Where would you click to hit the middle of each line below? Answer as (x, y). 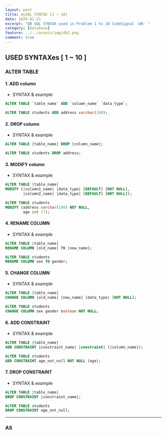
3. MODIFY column (25, 164)
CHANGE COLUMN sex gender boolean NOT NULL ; (52, 311)
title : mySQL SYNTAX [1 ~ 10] (37, 14)
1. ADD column (21, 84)
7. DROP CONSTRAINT (29, 372)
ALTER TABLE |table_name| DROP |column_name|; (54, 144)
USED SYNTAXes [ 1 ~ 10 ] (46, 58)
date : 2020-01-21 (23, 19)
